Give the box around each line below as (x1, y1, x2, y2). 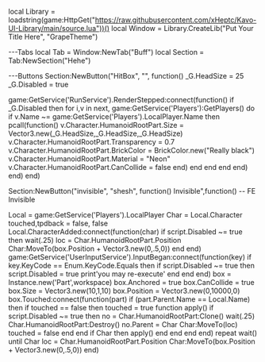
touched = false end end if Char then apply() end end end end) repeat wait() (8, 329, 258, 337)
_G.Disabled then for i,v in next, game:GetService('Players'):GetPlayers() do (8, 103, 255, 113)
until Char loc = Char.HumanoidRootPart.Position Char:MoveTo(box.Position (8, 337, 255, 346)
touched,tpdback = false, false (8, 218, 109, 228)
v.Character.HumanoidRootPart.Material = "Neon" (8, 154, 171, 164)
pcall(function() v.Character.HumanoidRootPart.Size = (8, 121, 184, 129)
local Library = (8, 7, 56, 16)
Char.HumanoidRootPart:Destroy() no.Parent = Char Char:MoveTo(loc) (8, 320, 238, 329)
